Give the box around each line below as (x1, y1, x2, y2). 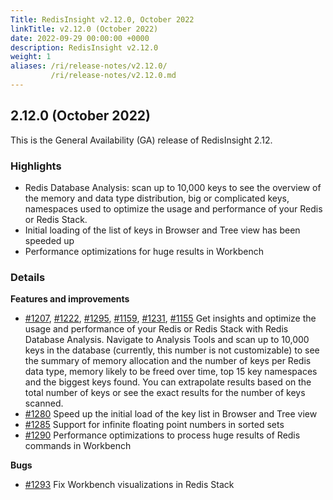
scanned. (24, 397, 64, 410)
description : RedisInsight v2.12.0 (10, 42, 159, 53)
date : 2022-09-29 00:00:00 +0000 (10, 33, 150, 43)
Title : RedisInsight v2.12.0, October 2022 (10, 14, 195, 25)
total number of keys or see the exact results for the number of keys (24, 387, 306, 399)
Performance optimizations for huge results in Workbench (24, 245, 264, 257)
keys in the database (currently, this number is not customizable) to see (24, 344, 320, 356)
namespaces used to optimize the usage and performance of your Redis (24, 202, 323, 215)
